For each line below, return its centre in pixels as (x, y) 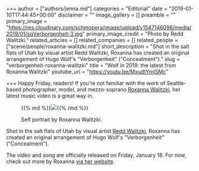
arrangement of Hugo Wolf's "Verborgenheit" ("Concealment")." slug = (93, 59)
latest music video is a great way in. (50, 96)
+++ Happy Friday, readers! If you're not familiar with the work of (86, 83)
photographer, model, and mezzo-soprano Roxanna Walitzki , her (102, 89)
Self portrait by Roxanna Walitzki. (61, 119)
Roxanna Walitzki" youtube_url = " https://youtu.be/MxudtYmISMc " (87, 72)
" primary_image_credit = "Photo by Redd (133, 34)
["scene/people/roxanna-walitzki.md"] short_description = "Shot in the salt (98, 46)
